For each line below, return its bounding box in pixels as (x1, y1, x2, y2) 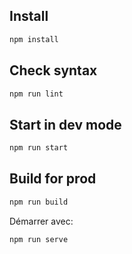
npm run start (9, 143, 69, 153)
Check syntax (9, 62, 98, 79)
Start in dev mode (9, 116, 122, 133)
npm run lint (9, 89, 64, 99)
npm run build (9, 197, 69, 207)
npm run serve (9, 234, 69, 244)
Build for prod (9, 170, 97, 188)
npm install (9, 34, 59, 44)
